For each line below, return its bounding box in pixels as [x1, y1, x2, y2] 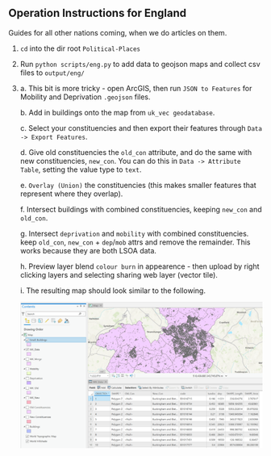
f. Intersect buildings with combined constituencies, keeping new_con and [19, 204, 262, 214]
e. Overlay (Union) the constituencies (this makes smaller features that [19, 180, 256, 190]
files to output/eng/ [19, 68, 85, 77]
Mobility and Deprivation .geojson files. [19, 92, 151, 102]
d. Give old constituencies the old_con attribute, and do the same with [19, 147, 252, 157]
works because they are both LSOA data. [19, 245, 157, 255]
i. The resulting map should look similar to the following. [19, 286, 206, 295]
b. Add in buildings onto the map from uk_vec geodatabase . [19, 107, 215, 117]
